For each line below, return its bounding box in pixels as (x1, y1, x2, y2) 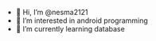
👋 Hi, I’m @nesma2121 (15, 8, 88, 17)
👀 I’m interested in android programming (15, 16, 149, 25)
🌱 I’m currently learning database (15, 24, 125, 33)
